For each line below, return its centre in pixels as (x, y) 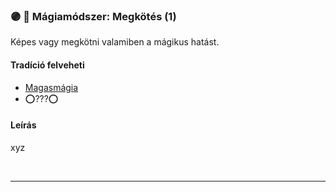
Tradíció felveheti (47, 65)
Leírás (23, 125)
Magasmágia (51, 87)
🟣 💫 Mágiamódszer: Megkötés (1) (93, 16)
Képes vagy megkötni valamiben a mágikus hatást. (115, 42)
